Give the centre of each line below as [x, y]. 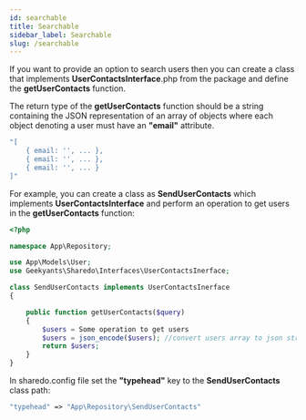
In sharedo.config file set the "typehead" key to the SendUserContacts [145, 380]
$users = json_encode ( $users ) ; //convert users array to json [163, 338]
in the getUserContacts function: [72, 213]
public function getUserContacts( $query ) [105, 312]
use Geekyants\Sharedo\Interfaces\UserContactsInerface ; [120, 271]
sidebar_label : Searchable [61, 35]
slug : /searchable [44, 43]
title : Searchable [44, 26]
